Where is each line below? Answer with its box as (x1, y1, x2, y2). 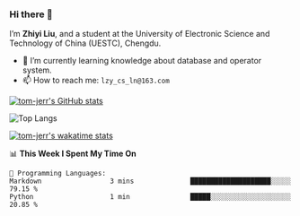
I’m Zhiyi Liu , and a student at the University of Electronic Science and (9, 29, 270, 39)
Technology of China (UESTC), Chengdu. (9, 38, 162, 48)
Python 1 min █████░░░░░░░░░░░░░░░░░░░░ (9, 193, 292, 202)
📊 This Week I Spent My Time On (9, 148, 137, 160)
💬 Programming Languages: (9, 169, 106, 178)
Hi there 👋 (9, 8, 54, 21)
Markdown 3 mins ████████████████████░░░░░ (9, 177, 292, 186)
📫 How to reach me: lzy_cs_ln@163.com (22, 75, 171, 86)
